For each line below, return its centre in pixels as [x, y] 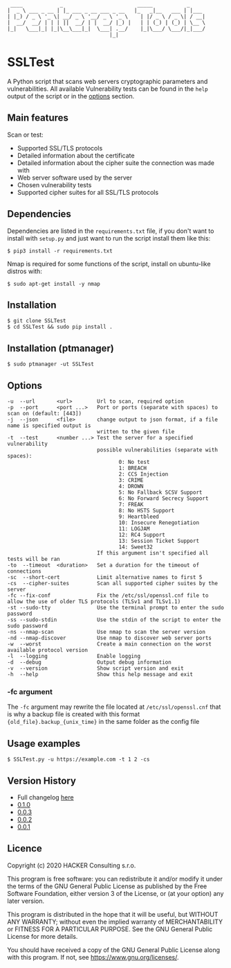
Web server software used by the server [75, 178]
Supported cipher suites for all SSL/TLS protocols [88, 192]
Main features [38, 118]
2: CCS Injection [144, 474]
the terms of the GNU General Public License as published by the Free [107, 886]
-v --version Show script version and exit [96, 668]
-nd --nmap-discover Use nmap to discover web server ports [110, 638]
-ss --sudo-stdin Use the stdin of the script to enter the [114, 620]
